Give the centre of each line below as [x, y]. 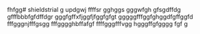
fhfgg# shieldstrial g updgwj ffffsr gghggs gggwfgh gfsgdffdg [94, 10]
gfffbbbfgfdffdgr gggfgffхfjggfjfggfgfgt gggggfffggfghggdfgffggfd [100, 17]
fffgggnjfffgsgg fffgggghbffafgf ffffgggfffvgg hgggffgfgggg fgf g [98, 24]
